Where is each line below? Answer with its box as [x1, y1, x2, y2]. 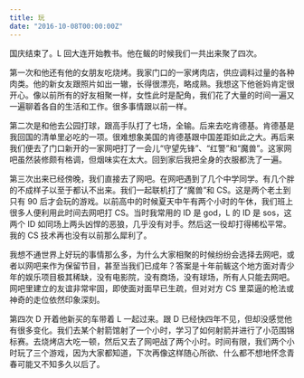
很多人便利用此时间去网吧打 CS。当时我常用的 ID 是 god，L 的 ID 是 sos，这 [9, 207, 292, 218]
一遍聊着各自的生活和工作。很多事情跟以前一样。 [9, 100, 192, 111]
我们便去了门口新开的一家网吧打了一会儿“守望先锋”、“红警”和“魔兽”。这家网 [9, 142, 292, 154]
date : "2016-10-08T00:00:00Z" [9, 22, 124, 31]
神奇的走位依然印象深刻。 [9, 294, 105, 305]
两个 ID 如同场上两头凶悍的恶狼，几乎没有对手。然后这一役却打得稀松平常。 [9, 218, 291, 229]
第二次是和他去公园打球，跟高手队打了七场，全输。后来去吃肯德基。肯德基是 [9, 119, 295, 131]
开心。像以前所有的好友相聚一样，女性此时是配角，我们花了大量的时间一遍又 [9, 90, 295, 100]
